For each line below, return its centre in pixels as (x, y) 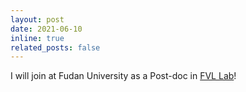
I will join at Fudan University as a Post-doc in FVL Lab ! (123, 76)
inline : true (37, 38)
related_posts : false (55, 47)
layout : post (37, 19)
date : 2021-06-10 (46, 29)
